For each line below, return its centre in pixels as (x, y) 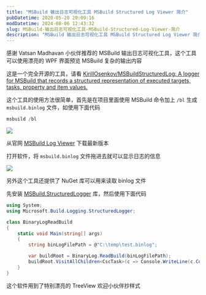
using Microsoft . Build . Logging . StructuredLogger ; (71, 211)
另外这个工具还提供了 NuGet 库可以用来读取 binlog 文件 (76, 181)
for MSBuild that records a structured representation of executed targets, (99, 81)
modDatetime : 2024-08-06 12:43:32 (51, 23)
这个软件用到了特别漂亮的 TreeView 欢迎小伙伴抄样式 (74, 285)
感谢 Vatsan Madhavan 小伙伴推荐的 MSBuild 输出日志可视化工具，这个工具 (101, 53)
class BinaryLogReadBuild (39, 222)
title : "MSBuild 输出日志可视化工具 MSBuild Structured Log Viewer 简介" (97, 12)
